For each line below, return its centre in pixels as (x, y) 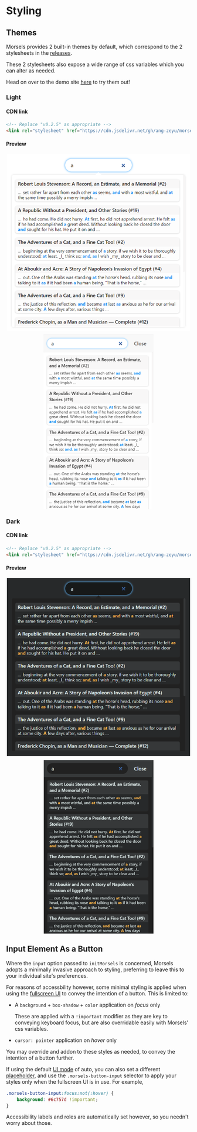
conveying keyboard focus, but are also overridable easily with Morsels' (101, 1022)
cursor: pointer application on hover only (66, 1040)
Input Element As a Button (55, 949)
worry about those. (29, 1123)
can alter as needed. (31, 71)
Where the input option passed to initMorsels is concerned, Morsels (90, 963)
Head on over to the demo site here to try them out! (68, 82)
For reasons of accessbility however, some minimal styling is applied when (96, 987)
